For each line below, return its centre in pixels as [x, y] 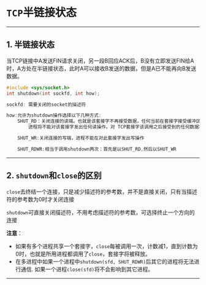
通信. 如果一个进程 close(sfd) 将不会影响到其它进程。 [87, 269]
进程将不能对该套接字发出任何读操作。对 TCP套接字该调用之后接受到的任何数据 [114, 127]
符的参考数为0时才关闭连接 [40, 199]
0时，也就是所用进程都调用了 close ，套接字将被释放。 [83, 254]
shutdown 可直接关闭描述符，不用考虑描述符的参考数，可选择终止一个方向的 [101, 212]
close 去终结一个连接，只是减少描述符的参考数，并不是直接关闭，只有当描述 [102, 192]
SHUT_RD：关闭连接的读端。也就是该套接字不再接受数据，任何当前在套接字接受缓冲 [107, 121]
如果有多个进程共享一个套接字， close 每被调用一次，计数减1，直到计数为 [106, 246]
